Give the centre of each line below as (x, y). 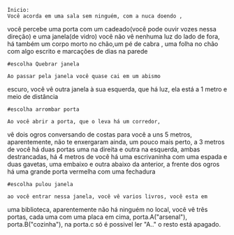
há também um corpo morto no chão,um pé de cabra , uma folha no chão (113, 44)
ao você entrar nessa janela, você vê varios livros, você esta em (108, 197)
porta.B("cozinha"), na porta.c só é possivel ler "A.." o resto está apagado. (114, 224)
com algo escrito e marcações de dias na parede (78, 51)
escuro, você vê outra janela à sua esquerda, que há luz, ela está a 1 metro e (117, 89)
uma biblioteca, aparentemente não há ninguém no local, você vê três (108, 210)
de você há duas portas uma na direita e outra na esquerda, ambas (104, 149)
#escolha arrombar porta (43, 109)
